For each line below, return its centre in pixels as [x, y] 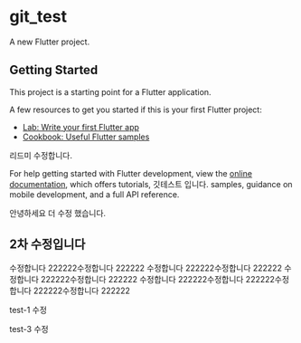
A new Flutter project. [50, 42]
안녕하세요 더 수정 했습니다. [58, 213]
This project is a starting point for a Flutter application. [110, 91]
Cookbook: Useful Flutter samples [86, 137]
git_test [38, 17]
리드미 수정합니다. [41, 155]
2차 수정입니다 [47, 245]
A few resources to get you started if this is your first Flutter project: [136, 110]
